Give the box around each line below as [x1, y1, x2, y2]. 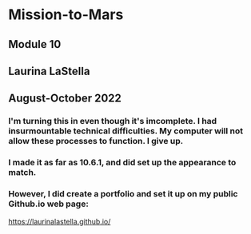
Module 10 [8, 38, 62, 51]
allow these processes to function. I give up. [8, 136, 184, 147]
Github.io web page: [8, 198, 90, 209]
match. [8, 167, 37, 178]
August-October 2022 [8, 92, 122, 105]
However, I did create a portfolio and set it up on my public [8, 188, 238, 200]
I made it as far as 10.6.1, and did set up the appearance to [8, 157, 237, 169]
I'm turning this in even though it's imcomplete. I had [8, 116, 217, 127]
